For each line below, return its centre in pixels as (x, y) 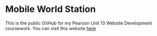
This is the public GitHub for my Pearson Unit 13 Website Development (79, 23)
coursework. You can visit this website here (51, 28)
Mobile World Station (51, 9)
